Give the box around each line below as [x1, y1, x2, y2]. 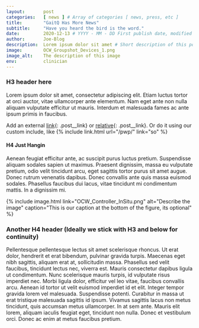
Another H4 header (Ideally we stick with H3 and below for [6, 225, 178, 233]
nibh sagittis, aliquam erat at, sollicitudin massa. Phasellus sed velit [6, 259, 170, 266]
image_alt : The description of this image [6, 53, 120, 59]
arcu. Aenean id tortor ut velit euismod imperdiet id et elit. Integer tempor [6, 284, 184, 291]
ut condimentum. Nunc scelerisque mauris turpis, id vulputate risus [6, 271, 170, 279]
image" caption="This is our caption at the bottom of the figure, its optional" [6, 204, 192, 211]
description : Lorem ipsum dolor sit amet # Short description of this [6, 42, 187, 48]
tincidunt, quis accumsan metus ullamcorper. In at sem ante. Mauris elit [6, 303, 180, 310]
